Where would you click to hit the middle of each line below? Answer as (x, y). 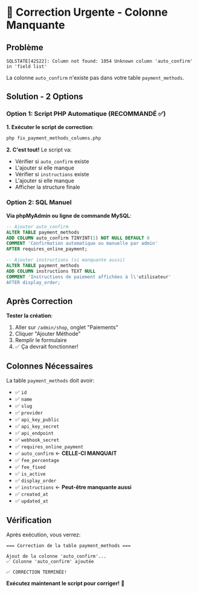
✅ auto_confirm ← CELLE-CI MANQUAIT (66, 453)
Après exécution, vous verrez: (43, 535)
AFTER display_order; (34, 282)
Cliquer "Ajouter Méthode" (48, 334)
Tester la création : (30, 316)
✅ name (24, 399)
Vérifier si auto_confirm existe (52, 161)
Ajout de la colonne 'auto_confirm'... (56, 557)
